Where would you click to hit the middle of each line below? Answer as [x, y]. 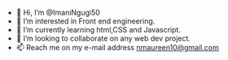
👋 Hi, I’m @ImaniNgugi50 [58, 13]
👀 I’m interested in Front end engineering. [85, 21]
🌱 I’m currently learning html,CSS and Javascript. [99, 30]
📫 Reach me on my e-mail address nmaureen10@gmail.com [118, 47]
